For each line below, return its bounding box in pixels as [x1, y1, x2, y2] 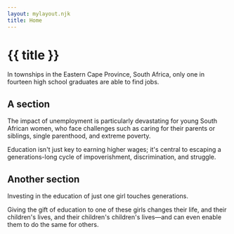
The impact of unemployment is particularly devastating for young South [7, 117, 218, 125]
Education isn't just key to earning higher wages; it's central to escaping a [7, 145, 221, 154]
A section [7, 98, 51, 110]
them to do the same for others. [7, 221, 99, 229]
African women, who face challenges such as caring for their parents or [7, 124, 216, 133]
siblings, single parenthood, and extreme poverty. [7, 131, 151, 141]
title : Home [7, 17, 42, 24]
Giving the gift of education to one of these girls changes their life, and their [7, 205, 227, 214]
